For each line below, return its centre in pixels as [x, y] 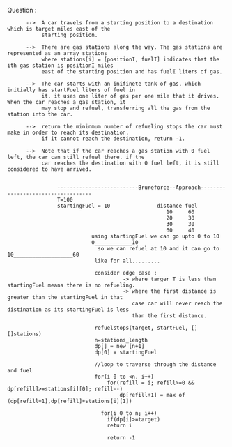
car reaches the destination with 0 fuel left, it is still [130, 163]
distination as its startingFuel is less [68, 310]
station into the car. [40, 114]
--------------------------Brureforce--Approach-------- [141, 188]
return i [119, 425]
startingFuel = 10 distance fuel [127, 206]
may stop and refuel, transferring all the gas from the [126, 108]
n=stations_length [121, 340]
